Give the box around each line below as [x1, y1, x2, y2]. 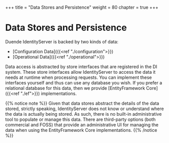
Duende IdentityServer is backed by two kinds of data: [5, 38, 119, 44]
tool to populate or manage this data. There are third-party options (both [5, 116, 156, 122]
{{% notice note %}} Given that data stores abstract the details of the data [5, 100, 159, 106]
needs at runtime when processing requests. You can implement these [5, 74, 152, 80]
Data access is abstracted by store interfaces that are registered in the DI [5, 63, 157, 70]
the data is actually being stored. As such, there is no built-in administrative [5, 111, 162, 117]
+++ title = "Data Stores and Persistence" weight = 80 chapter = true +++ [5, 5, 159, 10]
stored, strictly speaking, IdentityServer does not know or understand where [5, 106, 164, 112]
